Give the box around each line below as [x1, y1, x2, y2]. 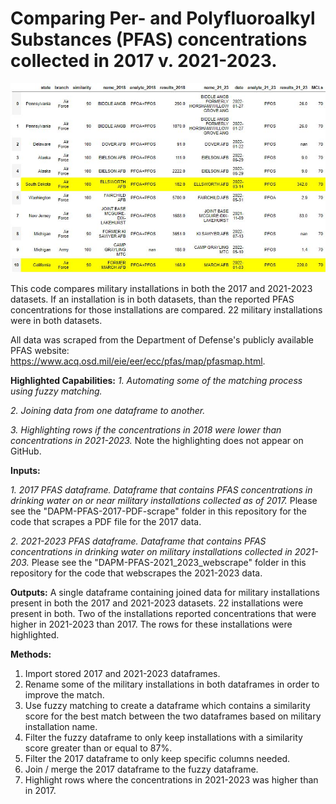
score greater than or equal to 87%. [24, 742, 173, 754]
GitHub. [10, 445, 42, 457]
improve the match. [24, 689, 105, 701]
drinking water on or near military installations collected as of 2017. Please [10, 495, 318, 507]
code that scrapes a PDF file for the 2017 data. [10, 516, 202, 528]
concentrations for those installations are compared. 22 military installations [10, 304, 323, 316]
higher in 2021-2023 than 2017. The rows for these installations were [10, 618, 293, 631]
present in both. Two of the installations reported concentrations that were [10, 608, 317, 620]
